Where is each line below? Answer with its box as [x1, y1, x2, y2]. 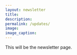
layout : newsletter [5, 7, 46, 12]
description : [5, 16, 32, 21]
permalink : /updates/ [5, 21, 50, 26]
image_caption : [5, 30, 37, 35]
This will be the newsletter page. [5, 44, 72, 50]
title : [5, 12, 19, 17]
